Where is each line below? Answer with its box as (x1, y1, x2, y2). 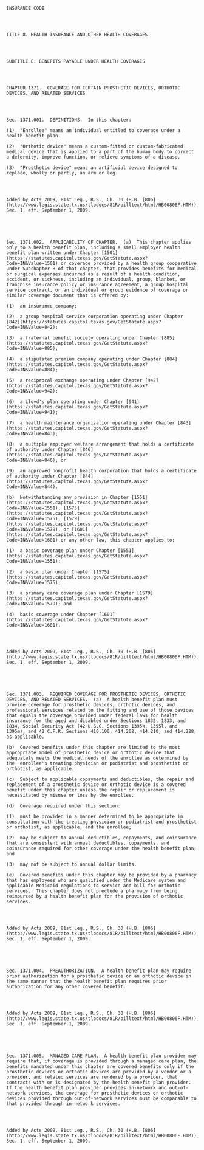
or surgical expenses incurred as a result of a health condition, (6, 271, 181, 277)
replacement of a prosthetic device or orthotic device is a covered (6, 782, 186, 788)
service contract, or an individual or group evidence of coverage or (6, 287, 189, 293)
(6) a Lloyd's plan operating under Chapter (6, 399, 123, 405)
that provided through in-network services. (6, 1101, 121, 1107)
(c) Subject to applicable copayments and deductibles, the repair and (6, 776, 194, 782)
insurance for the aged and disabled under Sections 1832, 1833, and (6, 718, 186, 724)
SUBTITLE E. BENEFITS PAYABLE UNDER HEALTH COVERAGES (6, 58, 146, 64)
